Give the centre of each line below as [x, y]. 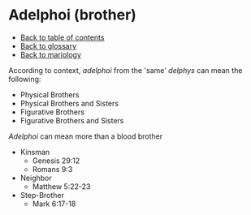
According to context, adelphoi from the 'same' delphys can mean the [125, 70]
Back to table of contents [62, 37]
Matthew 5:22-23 [61, 186]
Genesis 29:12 [56, 161]
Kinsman [35, 152]
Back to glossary [48, 45]
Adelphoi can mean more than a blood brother [86, 136]
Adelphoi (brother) [72, 15]
